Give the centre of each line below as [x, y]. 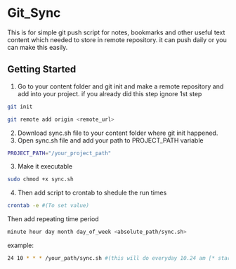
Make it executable [45, 166]
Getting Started [42, 69]
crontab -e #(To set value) [48, 206]
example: [20, 245]
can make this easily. [38, 47]
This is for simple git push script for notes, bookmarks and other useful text [116, 32]
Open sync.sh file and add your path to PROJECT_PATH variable [110, 140]
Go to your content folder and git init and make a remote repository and [120, 86]
